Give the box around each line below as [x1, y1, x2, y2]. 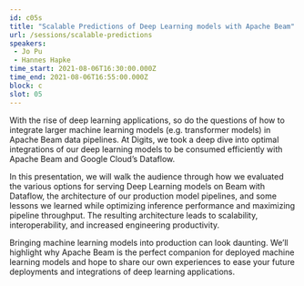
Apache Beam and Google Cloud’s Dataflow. [9, 153, 176, 164]
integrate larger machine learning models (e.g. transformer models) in [9, 124, 271, 135]
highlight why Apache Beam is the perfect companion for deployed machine [9, 247, 295, 258]
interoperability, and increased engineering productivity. [9, 220, 220, 230]
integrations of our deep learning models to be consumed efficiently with [9, 143, 283, 155]
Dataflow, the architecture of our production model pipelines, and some [9, 190, 278, 201]
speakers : [9, 38, 47, 48]
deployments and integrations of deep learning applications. [9, 266, 236, 277]
